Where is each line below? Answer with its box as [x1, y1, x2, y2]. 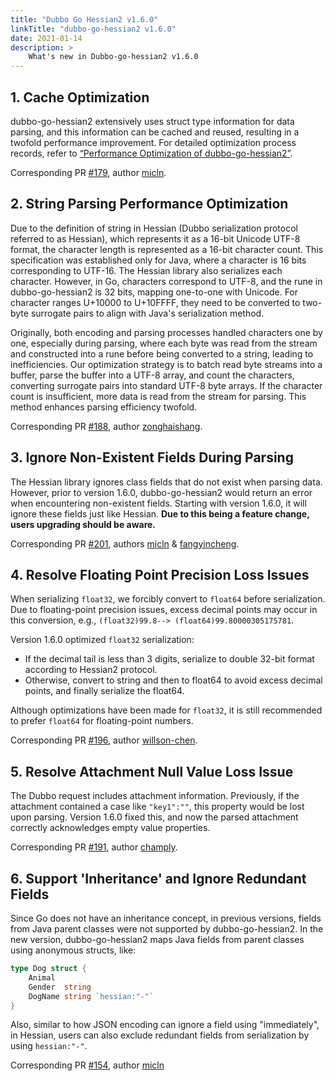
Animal [28, 972, 56, 983]
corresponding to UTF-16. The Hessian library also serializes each [10, 264, 283, 276]
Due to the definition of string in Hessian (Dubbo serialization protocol [10, 222, 298, 234]
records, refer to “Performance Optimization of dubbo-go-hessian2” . [10, 147, 293, 159]
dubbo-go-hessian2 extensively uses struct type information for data [10, 115, 295, 127]
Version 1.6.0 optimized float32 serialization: [10, 634, 195, 646]
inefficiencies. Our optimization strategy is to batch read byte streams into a [10, 358, 323, 370]
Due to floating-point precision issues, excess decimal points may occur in [10, 604, 318, 616]
